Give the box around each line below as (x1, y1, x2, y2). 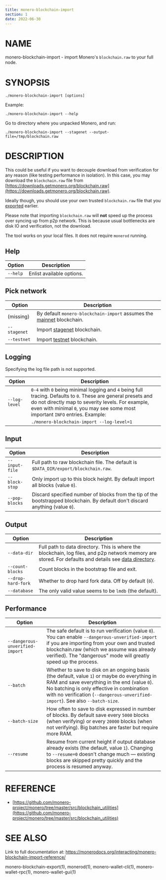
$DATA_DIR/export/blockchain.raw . (32, 465, 112, 472)
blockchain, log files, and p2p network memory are (39, 550, 157, 557)
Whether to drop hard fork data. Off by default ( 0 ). (39, 578, 155, 585)
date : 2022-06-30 (5, 16, 41, 21)
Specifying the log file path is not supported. (5, 366, 96, 372)
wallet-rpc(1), (5, 869, 33, 875)
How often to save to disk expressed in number (46, 705, 156, 712)
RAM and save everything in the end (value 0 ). (46, 679, 154, 686)
